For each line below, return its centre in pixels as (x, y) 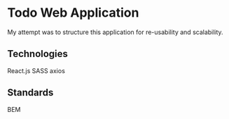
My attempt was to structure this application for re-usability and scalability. (115, 32)
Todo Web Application (73, 13)
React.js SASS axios (36, 70)
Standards (30, 93)
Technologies (38, 54)
